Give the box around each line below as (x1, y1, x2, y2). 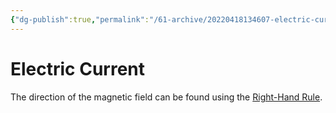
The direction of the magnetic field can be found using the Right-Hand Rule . (10, 91, 323, 103)
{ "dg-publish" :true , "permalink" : (10, 14, 150, 25)
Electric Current (10, 57, 146, 80)
